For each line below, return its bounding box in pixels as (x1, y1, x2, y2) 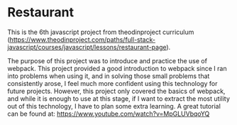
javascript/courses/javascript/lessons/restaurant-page (7, 43, 167, 51)
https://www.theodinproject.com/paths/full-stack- (9, 35, 156, 43)
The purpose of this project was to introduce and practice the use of (7, 56, 208, 65)
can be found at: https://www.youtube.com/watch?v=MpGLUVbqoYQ (7, 109, 210, 118)
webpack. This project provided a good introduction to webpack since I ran (7, 64, 227, 72)
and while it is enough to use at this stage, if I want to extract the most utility (7, 94, 231, 103)
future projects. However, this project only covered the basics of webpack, (7, 87, 226, 95)
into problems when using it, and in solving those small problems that (7, 72, 210, 80)
